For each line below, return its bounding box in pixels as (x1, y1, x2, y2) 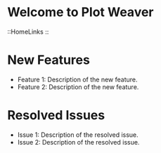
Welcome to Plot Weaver (7, 4, 154, 20)
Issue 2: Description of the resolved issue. (17, 138, 140, 146)
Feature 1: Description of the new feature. (17, 75, 138, 84)
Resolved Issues (7, 107, 105, 124)
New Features (7, 52, 90, 68)
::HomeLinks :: (7, 27, 49, 36)
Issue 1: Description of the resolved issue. (17, 131, 139, 139)
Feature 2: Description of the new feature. (17, 82, 139, 91)
